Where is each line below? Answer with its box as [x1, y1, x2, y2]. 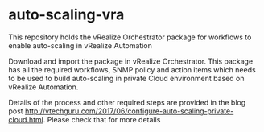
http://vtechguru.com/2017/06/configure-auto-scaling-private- [24, 106, 234, 116]
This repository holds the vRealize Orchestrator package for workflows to [8, 32, 252, 42]
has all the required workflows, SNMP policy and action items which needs [8, 64, 256, 74]
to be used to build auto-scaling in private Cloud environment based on [8, 73, 245, 83]
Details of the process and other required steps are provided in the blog [8, 97, 246, 107]
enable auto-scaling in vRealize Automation [8, 40, 153, 50]
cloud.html [8, 114, 44, 124]
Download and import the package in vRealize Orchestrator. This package [8, 56, 254, 66]
